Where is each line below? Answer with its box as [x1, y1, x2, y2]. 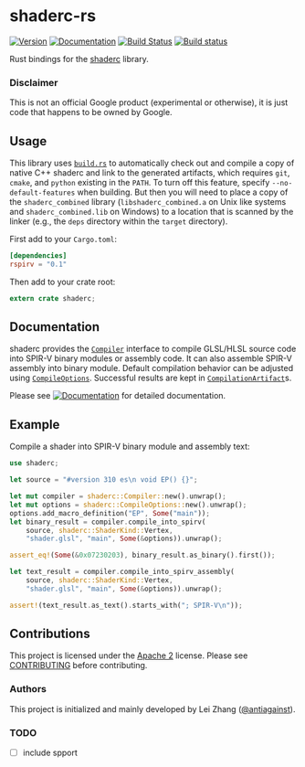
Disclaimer [9, 76, 58, 89]
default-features [9, 188, 76, 197]
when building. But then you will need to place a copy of [77, 186, 289, 197]
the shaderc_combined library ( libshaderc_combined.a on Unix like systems [9, 197, 287, 208]
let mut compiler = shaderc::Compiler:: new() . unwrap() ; [9, 492, 226, 501]
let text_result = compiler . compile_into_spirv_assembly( [9, 568, 235, 577]
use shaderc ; [9, 459, 59, 468]
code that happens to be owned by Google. [9, 107, 173, 118]
